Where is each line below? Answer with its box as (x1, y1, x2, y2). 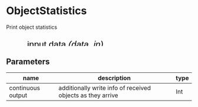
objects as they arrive (58, 91, 118, 99)
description (97, 74, 131, 82)
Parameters (6, 56, 50, 66)
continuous (9, 84, 40, 92)
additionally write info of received (58, 84, 151, 92)
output (9, 91, 28, 99)
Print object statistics (6, 24, 58, 31)
